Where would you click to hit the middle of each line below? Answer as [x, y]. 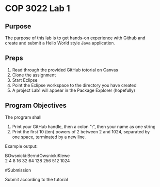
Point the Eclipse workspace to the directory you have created [74, 85]
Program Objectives [36, 106]
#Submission [18, 170]
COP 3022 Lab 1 [38, 8]
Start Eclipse [25, 80]
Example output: [21, 146]
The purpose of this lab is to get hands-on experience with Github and [75, 38]
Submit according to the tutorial [37, 179]
